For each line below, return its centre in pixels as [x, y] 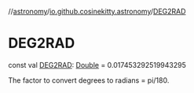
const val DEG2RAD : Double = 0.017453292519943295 [97, 65]
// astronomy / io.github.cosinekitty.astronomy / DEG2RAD [97, 11]
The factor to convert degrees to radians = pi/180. [89, 80]
